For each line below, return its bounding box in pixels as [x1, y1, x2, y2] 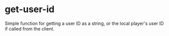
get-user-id [5, 4, 54, 15]
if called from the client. [5, 25, 54, 31]
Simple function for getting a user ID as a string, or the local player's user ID [5, 20, 164, 26]
